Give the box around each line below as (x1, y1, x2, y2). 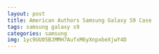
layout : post (7, 10, 46, 18)
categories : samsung (7, 29, 68, 37)
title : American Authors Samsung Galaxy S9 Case (7, 17, 152, 24)
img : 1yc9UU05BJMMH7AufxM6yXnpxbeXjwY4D (7, 36, 127, 43)
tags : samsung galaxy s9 (7, 23, 80, 30)
